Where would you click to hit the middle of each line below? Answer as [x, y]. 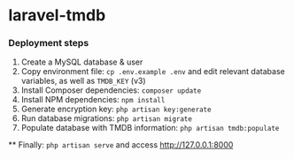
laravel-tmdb [57, 15]
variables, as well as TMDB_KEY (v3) [84, 81]
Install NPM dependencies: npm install [93, 100]
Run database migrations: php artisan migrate [106, 118]
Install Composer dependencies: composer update [111, 90]
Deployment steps [49, 43]
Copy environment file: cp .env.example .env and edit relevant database [153, 72]
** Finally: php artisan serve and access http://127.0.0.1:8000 [121, 145]
